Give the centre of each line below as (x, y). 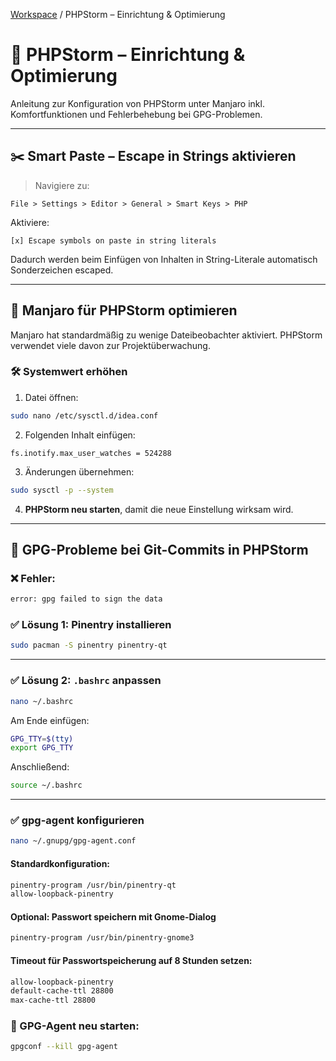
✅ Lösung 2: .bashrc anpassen (86, 681)
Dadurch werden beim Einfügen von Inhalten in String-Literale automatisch (164, 259)
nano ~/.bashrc (42, 701)
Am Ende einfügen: (50, 720)
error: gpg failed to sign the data (86, 599)
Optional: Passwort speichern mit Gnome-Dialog (113, 916)
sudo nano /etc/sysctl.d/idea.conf (84, 415)
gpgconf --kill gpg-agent (64, 1047)
